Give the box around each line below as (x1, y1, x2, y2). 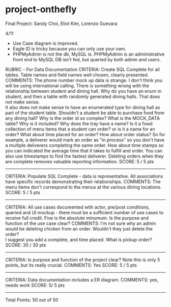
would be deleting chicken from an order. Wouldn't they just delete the (5, 225, 153, 232)
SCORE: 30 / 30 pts (5, 242, 46, 248)
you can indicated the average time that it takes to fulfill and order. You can (5, 147, 163, 153)
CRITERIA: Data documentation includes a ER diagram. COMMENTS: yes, (5, 276, 159, 283)
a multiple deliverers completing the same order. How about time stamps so (5, 142, 164, 148)
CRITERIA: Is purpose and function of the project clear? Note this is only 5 (5, 257, 160, 263)
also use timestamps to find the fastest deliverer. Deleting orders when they (5, 153, 164, 159)
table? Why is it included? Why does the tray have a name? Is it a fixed (5, 120, 153, 126)
